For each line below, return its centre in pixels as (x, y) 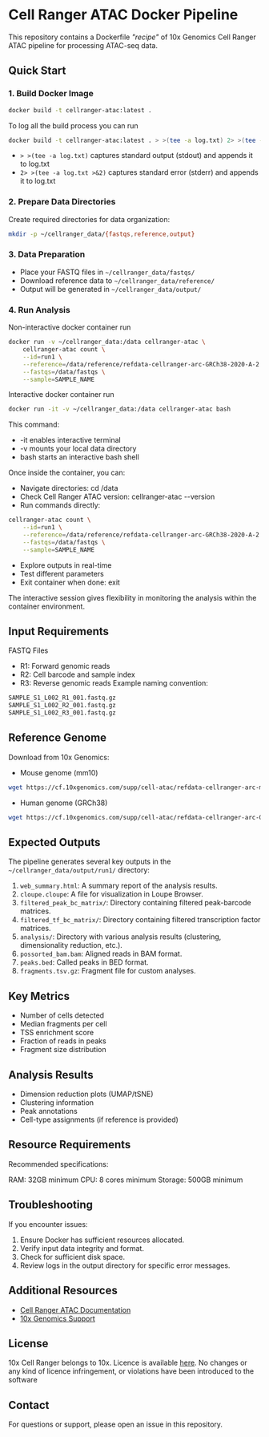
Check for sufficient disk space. (72, 1257)
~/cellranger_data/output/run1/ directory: (79, 870)
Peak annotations (48, 1111)
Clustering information (57, 1103)
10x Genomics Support (58, 1318)
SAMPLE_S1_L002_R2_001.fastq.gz (62, 706)
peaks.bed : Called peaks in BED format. (84, 962)
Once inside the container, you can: (67, 473)
